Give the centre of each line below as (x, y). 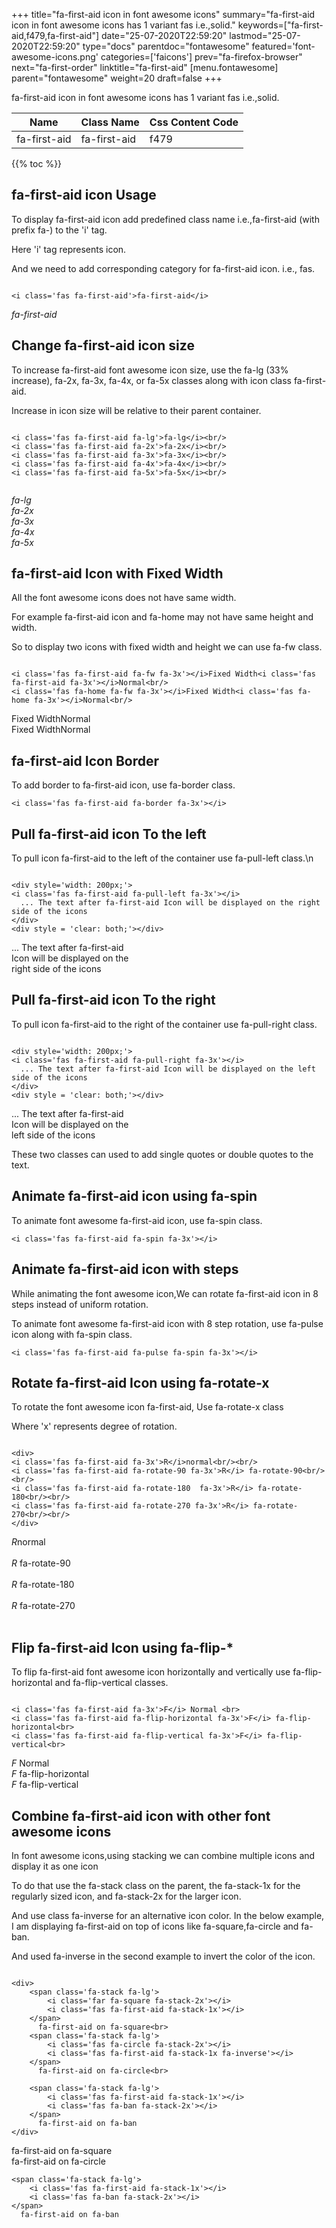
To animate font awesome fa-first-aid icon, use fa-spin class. (137, 1220)
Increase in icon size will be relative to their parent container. (136, 410)
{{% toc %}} (37, 163)
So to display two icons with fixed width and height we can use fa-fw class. (167, 647)
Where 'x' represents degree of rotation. (94, 1426)
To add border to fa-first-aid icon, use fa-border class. (123, 785)
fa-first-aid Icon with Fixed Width (117, 574)
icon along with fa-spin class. (72, 1334)
